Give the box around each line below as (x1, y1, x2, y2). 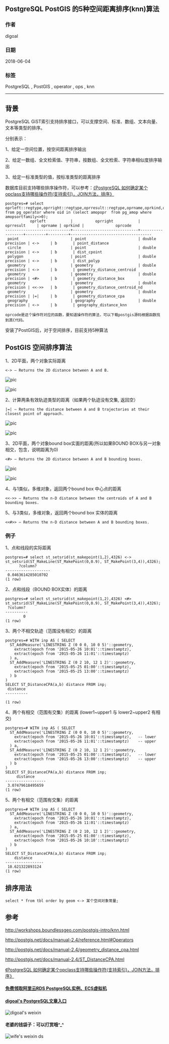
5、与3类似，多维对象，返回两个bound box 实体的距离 (5, 509, 118, 515)
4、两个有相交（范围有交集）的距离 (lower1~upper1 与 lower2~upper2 (5, 709, 151, 715)
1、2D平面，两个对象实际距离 (5, 358, 66, 364)
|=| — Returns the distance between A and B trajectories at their (5, 407, 150, 412)
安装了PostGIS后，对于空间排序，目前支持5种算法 (5, 327, 108, 333)
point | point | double (7, 237, 156, 242)
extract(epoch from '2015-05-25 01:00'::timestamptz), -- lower (14, 752, 156, 758)
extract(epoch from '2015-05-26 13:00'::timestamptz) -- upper (14, 757, 156, 762)
